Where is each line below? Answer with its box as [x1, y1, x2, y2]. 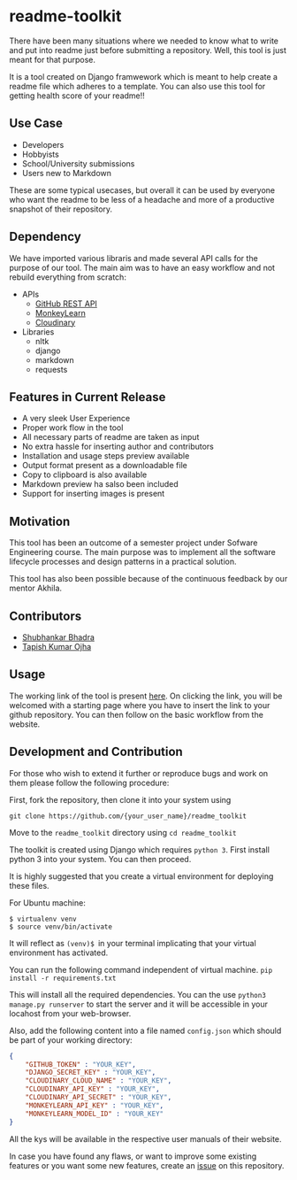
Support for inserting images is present [21, 489, 165, 499]
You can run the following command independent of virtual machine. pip [9, 964, 273, 975]
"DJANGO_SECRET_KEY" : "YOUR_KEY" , [25, 1068, 156, 1077]
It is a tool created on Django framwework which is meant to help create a [9, 71, 278, 81]
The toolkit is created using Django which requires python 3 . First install [9, 844, 270, 855]
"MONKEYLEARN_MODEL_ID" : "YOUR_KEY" [25, 1109, 164, 1118]
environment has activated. [9, 947, 109, 958]
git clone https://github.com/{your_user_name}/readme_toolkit [9, 812, 247, 821]
